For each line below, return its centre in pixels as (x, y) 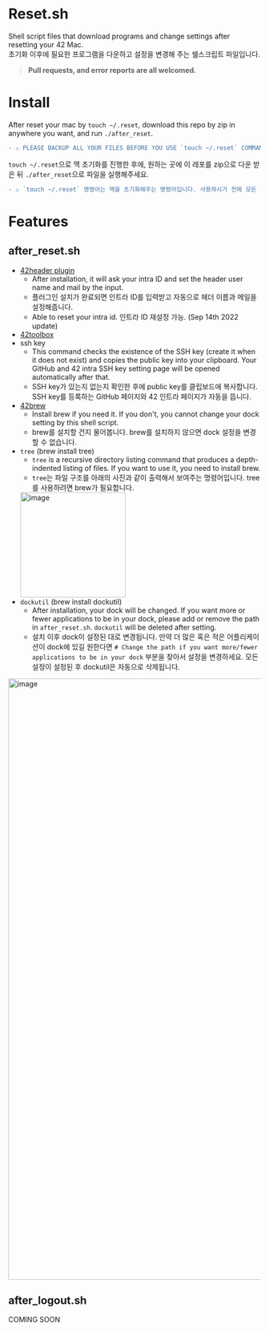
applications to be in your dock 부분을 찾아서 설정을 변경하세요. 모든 (145, 657)
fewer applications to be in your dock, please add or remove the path (146, 618)
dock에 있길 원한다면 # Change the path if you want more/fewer (153, 646)
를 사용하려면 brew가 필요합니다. (83, 487)
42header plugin (47, 270)
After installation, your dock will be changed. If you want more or (139, 610)
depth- (247, 459)
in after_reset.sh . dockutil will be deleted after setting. (124, 627)
